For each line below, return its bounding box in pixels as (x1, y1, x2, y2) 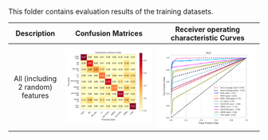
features (21, 91, 49, 100)
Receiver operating (175, 24, 241, 34)
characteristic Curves (170, 33, 245, 42)
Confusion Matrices (75, 29, 144, 38)
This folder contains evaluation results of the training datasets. (8, 7, 214, 16)
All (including (14, 74, 57, 84)
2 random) (18, 83, 53, 92)
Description (15, 29, 56, 38)
